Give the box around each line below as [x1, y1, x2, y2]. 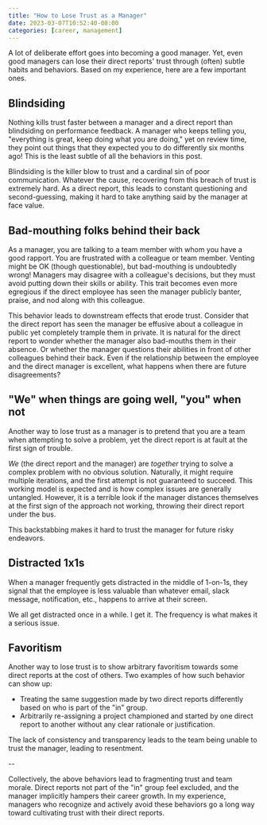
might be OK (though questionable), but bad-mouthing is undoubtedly [8, 261, 237, 271]
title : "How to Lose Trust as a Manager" [8, 11, 148, 20]
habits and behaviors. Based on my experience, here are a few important [8, 65, 246, 75]
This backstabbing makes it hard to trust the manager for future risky [8, 525, 234, 534]
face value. [8, 200, 45, 211]
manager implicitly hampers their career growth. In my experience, [8, 792, 226, 801]
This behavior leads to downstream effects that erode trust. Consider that [8, 311, 249, 320]
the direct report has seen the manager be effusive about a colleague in [8, 320, 244, 328]
